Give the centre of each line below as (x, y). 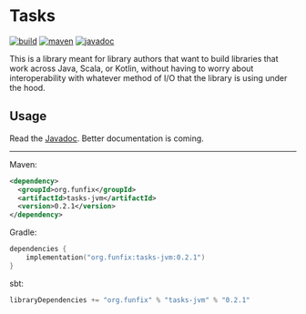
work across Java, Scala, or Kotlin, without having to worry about (132, 68)
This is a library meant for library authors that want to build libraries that (144, 58)
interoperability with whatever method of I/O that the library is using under (148, 77)
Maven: (24, 164)
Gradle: (23, 232)
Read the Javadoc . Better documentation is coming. (107, 138)
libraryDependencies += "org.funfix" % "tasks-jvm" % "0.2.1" (130, 300)
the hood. (27, 87)
